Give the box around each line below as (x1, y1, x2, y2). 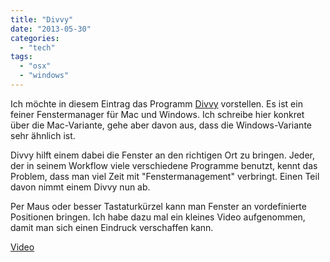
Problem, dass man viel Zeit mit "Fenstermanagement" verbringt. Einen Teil (10, 170, 320, 182)
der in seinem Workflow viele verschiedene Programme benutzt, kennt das (10, 159, 318, 171)
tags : (10, 52, 33, 62)
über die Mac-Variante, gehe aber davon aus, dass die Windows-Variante (10, 119, 312, 131)
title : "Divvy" (10, 14, 74, 25)
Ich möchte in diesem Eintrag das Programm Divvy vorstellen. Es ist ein (10, 97, 303, 110)
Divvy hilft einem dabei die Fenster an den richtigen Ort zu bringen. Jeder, (10, 149, 316, 161)
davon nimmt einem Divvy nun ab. (10, 181, 151, 193)
